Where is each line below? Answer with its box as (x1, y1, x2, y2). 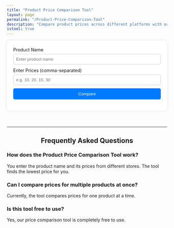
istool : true (7, 26, 35, 32)
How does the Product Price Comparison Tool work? (7, 151, 139, 158)
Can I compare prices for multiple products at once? (7, 181, 138, 188)
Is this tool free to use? (7, 206, 64, 213)
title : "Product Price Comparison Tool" (7, 7, 94, 13)
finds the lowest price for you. (7, 168, 70, 175)
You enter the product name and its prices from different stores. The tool (7, 163, 159, 169)
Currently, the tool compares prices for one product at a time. (7, 193, 135, 199)
